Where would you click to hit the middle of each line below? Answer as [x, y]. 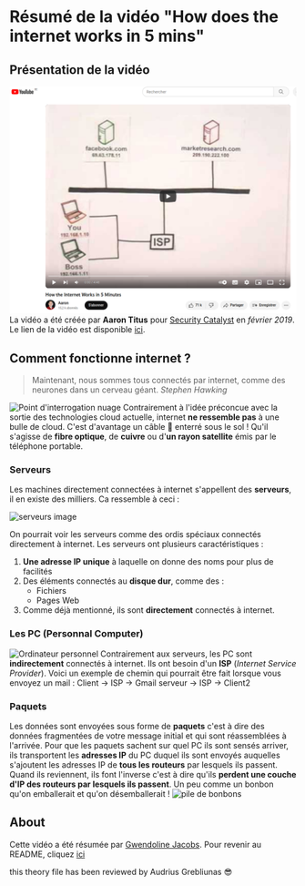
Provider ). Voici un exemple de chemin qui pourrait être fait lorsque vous [146, 673]
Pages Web [58, 601]
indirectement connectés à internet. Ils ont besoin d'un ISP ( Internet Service [153, 663]
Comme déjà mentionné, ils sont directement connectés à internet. [148, 610]
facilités [37, 572]
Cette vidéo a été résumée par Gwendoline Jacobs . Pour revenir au [136, 844]
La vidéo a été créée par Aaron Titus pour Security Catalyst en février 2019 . [152, 320]
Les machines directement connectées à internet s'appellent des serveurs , [151, 490]
